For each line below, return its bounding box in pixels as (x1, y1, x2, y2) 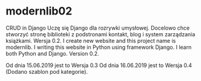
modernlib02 (5, 4, 73, 18)
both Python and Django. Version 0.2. (5, 50, 99, 57)
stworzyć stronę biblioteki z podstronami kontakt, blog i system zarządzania (5, 30, 196, 37)
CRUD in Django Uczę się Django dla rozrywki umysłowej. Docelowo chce (5, 24, 190, 31)
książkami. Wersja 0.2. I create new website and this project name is (5, 37, 176, 44)
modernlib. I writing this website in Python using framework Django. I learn (5, 44, 192, 51)
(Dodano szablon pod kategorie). (5, 68, 88, 75)
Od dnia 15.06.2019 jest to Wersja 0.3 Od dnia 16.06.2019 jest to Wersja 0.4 (5, 62, 192, 69)
